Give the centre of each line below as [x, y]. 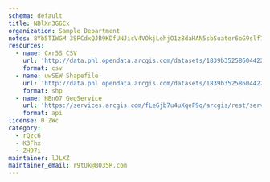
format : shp [43, 91]
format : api [43, 114]
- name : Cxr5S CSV [47, 53]
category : [25, 128]
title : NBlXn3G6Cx [39, 23]
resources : [27, 46]
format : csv [43, 68]
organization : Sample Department [64, 31]
